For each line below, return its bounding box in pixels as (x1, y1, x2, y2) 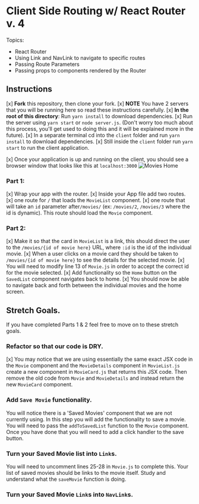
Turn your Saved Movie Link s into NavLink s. (6, 490, 134, 499)
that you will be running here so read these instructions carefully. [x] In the (6, 106, 189, 114)
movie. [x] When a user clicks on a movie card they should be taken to (6, 250, 178, 257)
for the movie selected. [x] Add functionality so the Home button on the (6, 269, 177, 276)
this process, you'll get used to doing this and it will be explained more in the (6, 125, 194, 132)
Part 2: (6, 224, 26, 232)
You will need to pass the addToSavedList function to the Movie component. (6, 422, 189, 429)
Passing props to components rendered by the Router (14, 67, 147, 74)
